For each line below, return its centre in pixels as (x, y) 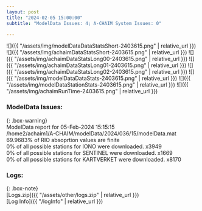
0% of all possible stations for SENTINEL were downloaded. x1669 (89, 152)
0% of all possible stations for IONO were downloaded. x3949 (84, 146)
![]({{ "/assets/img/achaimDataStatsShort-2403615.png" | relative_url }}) (97, 52)
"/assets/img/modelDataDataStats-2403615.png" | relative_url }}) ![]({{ (103, 78)
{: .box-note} (22, 188)
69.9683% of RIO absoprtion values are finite (63, 140)
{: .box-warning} (27, 120)
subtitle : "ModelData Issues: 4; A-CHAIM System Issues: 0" (84, 23)
